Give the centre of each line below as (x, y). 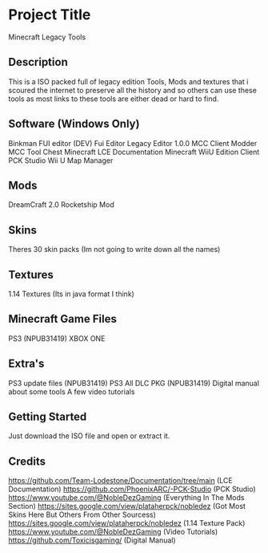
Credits (27, 461)
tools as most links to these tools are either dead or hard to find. (114, 99)
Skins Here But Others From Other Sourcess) (82, 514)
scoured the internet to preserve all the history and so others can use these (133, 90)
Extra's (26, 364)
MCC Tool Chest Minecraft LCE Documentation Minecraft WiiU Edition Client (134, 152)
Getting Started (48, 417)
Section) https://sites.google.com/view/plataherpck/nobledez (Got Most (127, 506)
